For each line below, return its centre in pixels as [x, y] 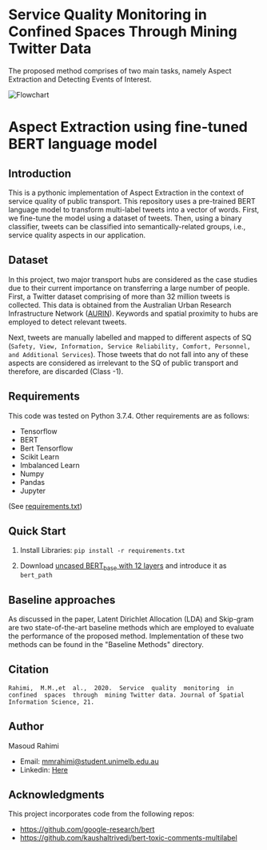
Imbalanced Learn [50, 465]
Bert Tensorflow [46, 448]
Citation [29, 670]
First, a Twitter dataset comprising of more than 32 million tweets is [119, 296]
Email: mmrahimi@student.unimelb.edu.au [90, 761]
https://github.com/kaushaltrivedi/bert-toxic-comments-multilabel [128, 838]
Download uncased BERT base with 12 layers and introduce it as [123, 567]
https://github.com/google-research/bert [87, 829]
